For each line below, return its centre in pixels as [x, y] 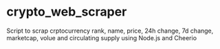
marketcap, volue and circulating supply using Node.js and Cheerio [102, 37]
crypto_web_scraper [67, 12]
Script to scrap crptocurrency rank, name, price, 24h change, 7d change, [110, 31]
